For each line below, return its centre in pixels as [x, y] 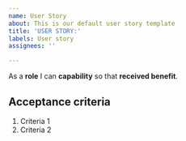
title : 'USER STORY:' [45, 31]
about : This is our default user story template [92, 23]
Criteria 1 [35, 121]
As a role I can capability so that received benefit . [93, 76]
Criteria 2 [36, 130]
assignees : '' [32, 46]
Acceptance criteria [59, 102]
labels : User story [41, 38]
